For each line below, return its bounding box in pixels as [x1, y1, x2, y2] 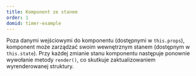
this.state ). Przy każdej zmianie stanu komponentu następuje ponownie [6, 50, 191, 57]
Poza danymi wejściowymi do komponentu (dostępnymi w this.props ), [6, 37, 185, 44]
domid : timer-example [6, 20, 62, 26]
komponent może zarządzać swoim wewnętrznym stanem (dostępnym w [6, 43, 191, 50]
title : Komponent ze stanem [6, 9, 78, 15]
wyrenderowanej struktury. [6, 63, 74, 70]
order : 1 [6, 15, 29, 21]
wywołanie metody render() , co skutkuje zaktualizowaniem [6, 56, 156, 64]
